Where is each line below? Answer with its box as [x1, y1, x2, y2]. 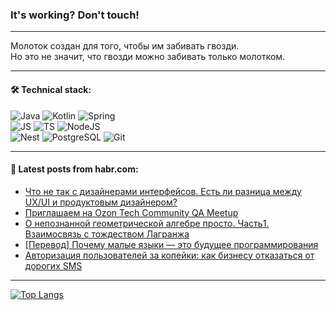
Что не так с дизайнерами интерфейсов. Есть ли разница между [24, 185, 302, 197]
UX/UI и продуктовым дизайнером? [24, 196, 178, 208]
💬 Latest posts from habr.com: [10, 163, 139, 175]
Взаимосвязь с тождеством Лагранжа [24, 228, 190, 240]
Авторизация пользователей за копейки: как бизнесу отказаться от [24, 249, 315, 261]
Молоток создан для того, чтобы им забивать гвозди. [10, 40, 240, 52]
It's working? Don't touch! [10, 8, 140, 22]
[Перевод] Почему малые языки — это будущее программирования [24, 238, 319, 250]
